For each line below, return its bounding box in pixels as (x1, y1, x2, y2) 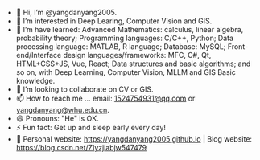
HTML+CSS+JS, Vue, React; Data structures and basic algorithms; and (15, 59, 251, 68)
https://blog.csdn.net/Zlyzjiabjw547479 (15, 143, 147, 152)
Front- (227, 42, 249, 51)
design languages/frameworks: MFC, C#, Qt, (63, 51, 212, 59)
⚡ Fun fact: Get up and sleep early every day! (15, 123, 167, 132)
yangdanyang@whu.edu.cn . (15, 105, 110, 114)
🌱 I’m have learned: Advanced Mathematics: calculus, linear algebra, (15, 25, 244, 34)
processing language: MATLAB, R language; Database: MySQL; (15, 42, 226, 51)
